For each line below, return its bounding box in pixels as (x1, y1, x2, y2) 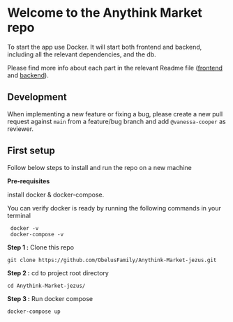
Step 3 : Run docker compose (7, 294, 93, 302)
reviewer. (7, 124, 33, 133)
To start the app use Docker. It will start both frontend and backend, (7, 43, 202, 51)
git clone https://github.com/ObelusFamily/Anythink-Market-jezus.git (7, 256, 217, 263)
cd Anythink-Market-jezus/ (7, 282, 86, 289)
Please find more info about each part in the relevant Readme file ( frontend (7, 63, 223, 72)
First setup (7, 145, 56, 157)
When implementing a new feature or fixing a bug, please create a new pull (7, 109, 223, 118)
